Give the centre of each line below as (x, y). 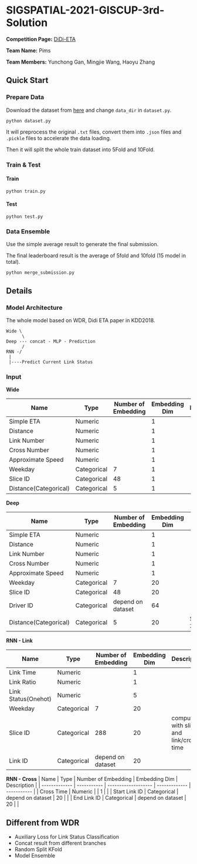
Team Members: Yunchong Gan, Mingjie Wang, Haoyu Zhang (81, 62)
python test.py (25, 216)
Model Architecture (34, 307)
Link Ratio (23, 682)
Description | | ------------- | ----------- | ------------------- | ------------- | (98, 785)
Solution (27, 23)
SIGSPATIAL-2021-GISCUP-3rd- (85, 10)
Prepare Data (25, 97)
